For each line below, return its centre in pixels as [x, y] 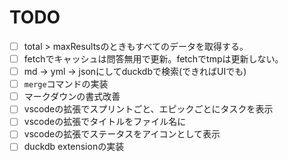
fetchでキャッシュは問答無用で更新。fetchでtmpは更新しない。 [153, 59]
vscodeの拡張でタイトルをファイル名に [105, 122]
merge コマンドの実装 [66, 84]
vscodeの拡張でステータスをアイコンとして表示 [122, 134]
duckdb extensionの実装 [74, 147]
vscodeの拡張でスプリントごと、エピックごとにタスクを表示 [148, 109]
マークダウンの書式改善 [72, 97]
